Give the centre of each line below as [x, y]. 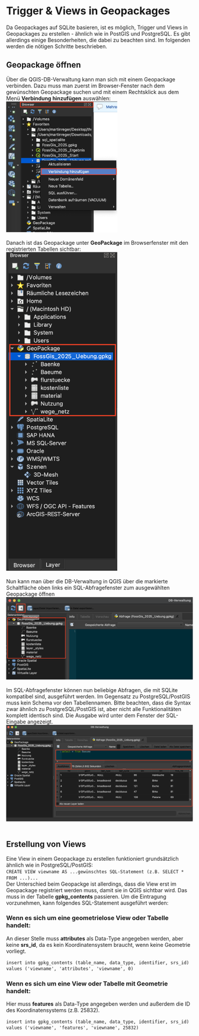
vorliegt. [16, 951]
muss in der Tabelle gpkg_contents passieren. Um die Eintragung [86, 896]
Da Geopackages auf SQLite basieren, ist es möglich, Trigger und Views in [97, 27]
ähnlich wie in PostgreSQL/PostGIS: [49, 865]
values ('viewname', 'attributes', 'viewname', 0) [70, 969]
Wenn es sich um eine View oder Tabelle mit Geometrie [87, 983]
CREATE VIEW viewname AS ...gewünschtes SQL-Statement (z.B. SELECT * [95, 871]
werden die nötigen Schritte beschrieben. [57, 46]
